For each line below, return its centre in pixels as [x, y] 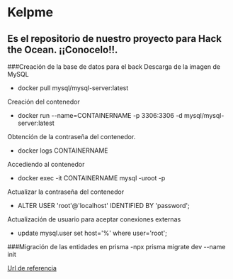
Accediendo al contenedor [46, 164]
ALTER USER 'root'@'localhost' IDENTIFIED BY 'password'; [103, 206]
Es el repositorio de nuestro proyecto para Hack [114, 39]
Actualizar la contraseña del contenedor [66, 192]
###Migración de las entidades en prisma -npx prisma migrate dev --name [116, 247]
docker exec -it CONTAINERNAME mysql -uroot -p [91, 178]
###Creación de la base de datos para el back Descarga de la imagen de [114, 67]
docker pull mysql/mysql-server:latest [73, 88]
